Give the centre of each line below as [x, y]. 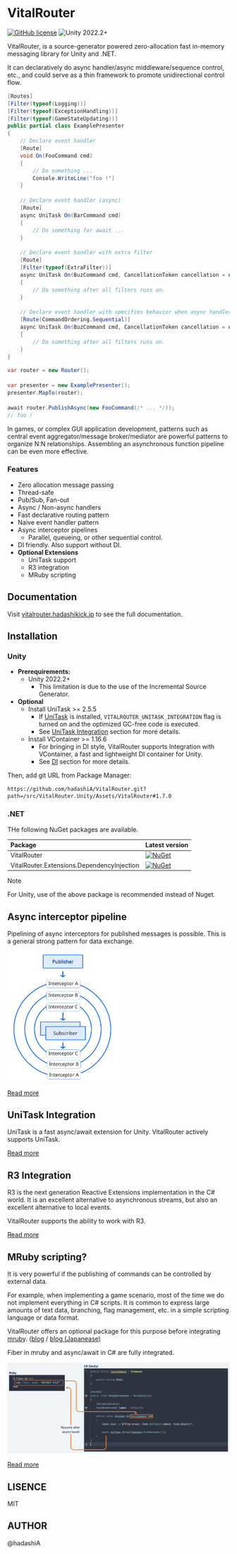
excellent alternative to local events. [60, 1207]
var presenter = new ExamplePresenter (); [69, 385]
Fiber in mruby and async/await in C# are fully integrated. [91, 1352]
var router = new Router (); [49, 371]
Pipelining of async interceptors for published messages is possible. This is [117, 933]
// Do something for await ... [79, 230]
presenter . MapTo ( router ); [45, 393]
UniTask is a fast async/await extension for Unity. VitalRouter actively [108, 1132]
